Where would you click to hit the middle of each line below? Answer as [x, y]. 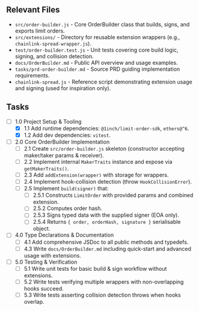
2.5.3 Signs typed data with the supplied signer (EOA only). [106, 215]
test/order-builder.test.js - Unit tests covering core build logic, [96, 50]
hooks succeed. [44, 288]
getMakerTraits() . [46, 168]
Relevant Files [33, 10]
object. [41, 229]
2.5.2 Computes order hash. [68, 208]
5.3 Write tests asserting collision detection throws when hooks [103, 295]
